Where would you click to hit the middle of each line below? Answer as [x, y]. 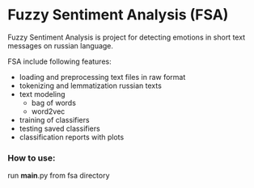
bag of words [53, 102]
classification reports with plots [72, 137]
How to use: [32, 157]
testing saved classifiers [59, 128]
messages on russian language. [61, 45]
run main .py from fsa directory [59, 176]
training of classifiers [54, 119]
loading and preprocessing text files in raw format [102, 77]
